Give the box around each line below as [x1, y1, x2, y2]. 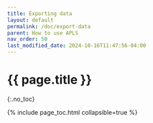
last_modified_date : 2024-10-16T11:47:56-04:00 [7, 42, 147, 49]
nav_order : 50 [7, 36, 48, 43]
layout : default [7, 17, 54, 23]
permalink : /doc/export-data [7, 23, 91, 30]
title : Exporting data [7, 10, 72, 17]
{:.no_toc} [7, 95, 35, 103]
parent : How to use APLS [7, 29, 79, 37]
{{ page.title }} [7, 72, 92, 88]
